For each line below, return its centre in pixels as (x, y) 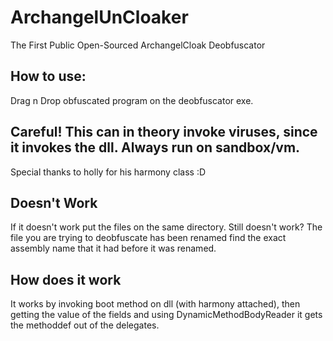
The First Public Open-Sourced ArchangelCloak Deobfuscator (138, 45)
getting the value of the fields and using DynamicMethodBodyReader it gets (166, 315)
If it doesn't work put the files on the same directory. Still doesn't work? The (166, 227)
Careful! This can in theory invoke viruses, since (164, 132)
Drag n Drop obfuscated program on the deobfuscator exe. (132, 100)
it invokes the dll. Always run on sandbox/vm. (155, 147)
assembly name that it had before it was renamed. (113, 248)
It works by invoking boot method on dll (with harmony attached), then (155, 304)
